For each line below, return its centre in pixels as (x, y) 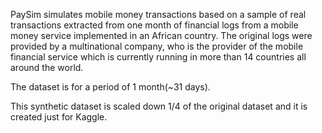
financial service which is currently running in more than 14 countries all (158, 57)
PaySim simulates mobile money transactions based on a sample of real (158, 14)
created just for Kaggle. (59, 117)
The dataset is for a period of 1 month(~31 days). (110, 87)
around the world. (47, 67)
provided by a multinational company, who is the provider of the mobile (157, 46)
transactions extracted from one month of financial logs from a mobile (154, 25)
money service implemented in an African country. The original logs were (161, 35)
